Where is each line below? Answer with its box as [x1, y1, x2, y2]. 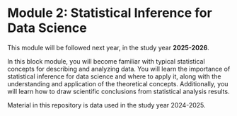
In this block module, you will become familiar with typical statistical [7, 57, 205, 65]
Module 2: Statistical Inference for [7, 5, 212, 21]
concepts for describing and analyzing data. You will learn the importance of [7, 64, 231, 73]
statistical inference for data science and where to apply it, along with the [7, 72, 221, 81]
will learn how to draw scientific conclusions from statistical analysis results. [7, 87, 230, 95]
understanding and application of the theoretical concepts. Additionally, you [7, 79, 229, 88]
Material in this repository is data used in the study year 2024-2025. [7, 100, 207, 109]
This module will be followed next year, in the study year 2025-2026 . [7, 43, 210, 52]
